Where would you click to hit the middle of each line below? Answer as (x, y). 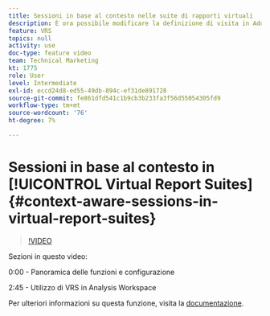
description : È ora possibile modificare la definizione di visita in (129, 23)
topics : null (30, 38)
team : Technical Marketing (53, 61)
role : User (27, 76)
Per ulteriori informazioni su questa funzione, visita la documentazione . (126, 303)
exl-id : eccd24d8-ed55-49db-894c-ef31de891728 (88, 90)
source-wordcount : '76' (48, 113)
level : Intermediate (43, 83)
